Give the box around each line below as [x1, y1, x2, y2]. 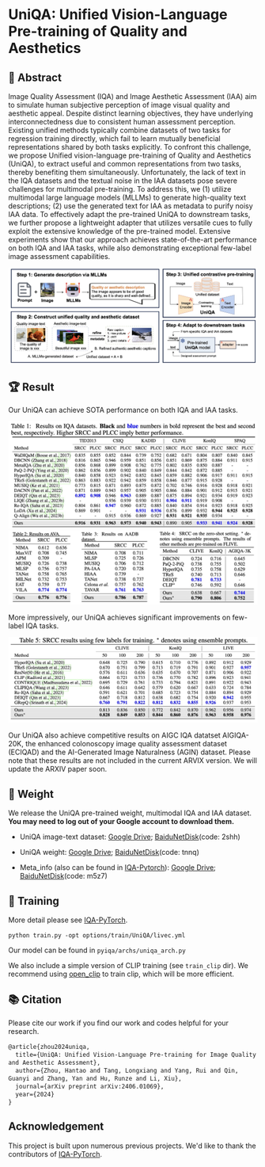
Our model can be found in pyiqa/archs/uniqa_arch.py [8, 945, 186, 955]
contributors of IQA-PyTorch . [8, 1149, 103, 1158]
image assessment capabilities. [8, 252, 111, 261]
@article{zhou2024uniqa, [8, 1043, 90, 1051]
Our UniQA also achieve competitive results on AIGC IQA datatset [8, 730, 221, 740]
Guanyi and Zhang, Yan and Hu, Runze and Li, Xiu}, [8, 1074, 182, 1082]
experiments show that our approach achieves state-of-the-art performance [8, 235, 257, 244]
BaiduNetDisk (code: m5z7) [19, 871, 108, 881]
